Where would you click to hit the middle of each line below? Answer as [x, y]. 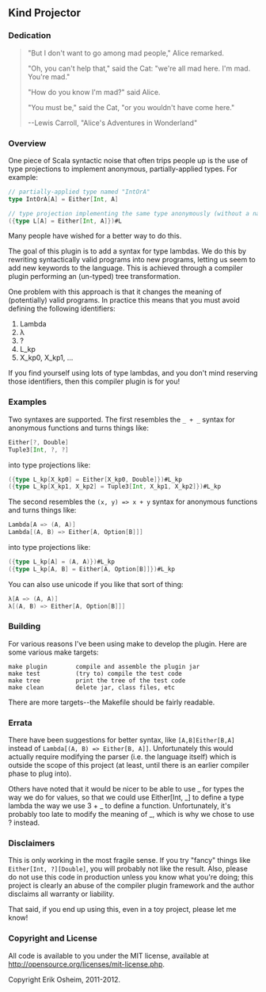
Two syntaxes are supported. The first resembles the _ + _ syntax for [122, 419]
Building [25, 627]
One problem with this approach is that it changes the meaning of [115, 292]
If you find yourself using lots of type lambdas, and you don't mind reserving [133, 373]
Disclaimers [32, 843]
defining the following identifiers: [62, 309]
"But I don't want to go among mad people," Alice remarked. [125, 53]
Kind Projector [45, 13]
